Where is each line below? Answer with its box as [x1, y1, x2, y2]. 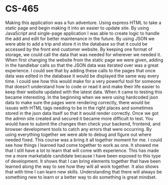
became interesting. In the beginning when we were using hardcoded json [5, 94, 158, 100]
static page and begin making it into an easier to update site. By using [5, 25, 149, 31]
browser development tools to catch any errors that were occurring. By [5, 126, 152, 132]
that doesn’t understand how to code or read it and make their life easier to [5, 83, 160, 89]
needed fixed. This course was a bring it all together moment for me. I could [5, 136, 162, 143]
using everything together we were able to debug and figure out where [5, 131, 152, 137]
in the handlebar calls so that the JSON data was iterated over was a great [5, 62, 159, 68]
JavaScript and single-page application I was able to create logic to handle [5, 30, 159, 36]
